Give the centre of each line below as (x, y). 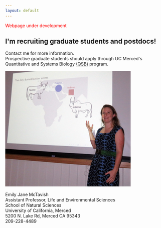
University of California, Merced (38, 210)
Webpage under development (36, 26)
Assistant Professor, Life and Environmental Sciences (60, 200)
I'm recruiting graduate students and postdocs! (81, 41)
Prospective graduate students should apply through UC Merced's (74, 59)
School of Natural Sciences (33, 205)
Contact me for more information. (40, 53)
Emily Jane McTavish (27, 195)
